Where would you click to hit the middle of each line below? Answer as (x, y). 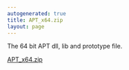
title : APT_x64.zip (35, 20)
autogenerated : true (37, 14)
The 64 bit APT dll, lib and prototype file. (65, 46)
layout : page (26, 26)
